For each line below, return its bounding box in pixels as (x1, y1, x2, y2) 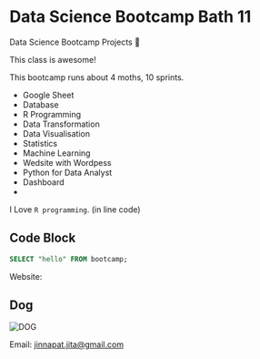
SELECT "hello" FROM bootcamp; (9, 254, 128, 263)
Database (22, 98, 59, 110)
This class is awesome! (9, 54, 97, 65)
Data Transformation (22, 118, 100, 129)
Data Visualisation (22, 128, 91, 138)
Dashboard (22, 176, 65, 188)
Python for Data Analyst (22, 167, 113, 178)
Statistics (22, 138, 58, 149)
